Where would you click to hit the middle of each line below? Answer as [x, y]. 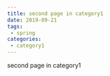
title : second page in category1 [55, 13]
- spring [23, 33]
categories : [24, 39]
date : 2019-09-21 [32, 20]
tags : [15, 26]
